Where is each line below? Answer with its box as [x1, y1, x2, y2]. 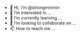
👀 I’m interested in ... [9, 10, 52, 16]
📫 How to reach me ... [9, 26, 55, 31]
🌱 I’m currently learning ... [9, 15, 62, 20]
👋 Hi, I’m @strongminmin [9, 5, 60, 10]
